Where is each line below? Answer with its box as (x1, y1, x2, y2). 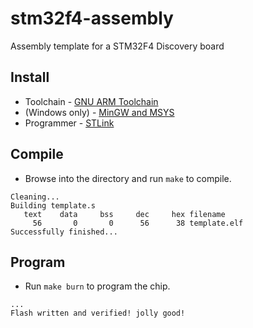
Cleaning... (10, 192, 60, 202)
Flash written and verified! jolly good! (10, 308, 186, 319)
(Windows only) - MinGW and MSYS (24, 106, 175, 118)
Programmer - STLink (24, 117, 115, 129)
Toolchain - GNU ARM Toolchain (24, 95, 159, 107)
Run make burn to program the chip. (24, 280, 171, 292)
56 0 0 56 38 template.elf (32, 218, 244, 228)
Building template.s (10, 200, 97, 211)
